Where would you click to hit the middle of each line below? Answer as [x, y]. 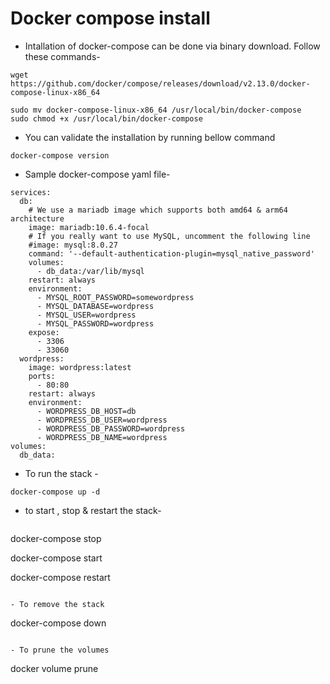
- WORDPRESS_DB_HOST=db [86, 411]
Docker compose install [110, 18]
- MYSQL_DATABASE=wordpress [95, 306]
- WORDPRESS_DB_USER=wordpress [102, 420]
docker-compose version [60, 155]
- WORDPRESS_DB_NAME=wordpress [102, 437]
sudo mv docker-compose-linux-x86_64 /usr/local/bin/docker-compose [156, 110]
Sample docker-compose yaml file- [97, 174]
